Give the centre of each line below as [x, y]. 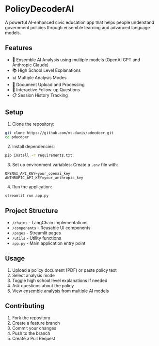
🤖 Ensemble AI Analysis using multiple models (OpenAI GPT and [76, 60]
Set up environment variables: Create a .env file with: [65, 165]
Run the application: [32, 187]
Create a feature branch [36, 323]
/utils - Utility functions [37, 238]
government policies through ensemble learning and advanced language [78, 27]
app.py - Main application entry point [49, 243]
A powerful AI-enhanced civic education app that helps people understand [79, 22]
